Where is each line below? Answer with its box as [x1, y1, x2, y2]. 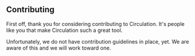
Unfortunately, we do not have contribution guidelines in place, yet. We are [6, 38, 189, 45]
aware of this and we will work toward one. [6, 44, 111, 51]
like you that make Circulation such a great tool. [6, 27, 123, 34]
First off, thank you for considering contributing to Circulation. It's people [6, 20, 185, 27]
